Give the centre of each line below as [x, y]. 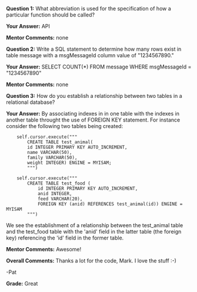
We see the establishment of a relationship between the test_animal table [95, 225]
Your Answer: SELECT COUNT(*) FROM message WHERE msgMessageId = [99, 67]
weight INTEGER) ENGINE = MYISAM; [69, 163]
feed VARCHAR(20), [60, 199]
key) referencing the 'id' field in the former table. [65, 238]
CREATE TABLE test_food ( [59, 183]
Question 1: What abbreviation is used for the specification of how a [89, 9]
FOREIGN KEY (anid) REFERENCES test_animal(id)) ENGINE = [110, 204]
